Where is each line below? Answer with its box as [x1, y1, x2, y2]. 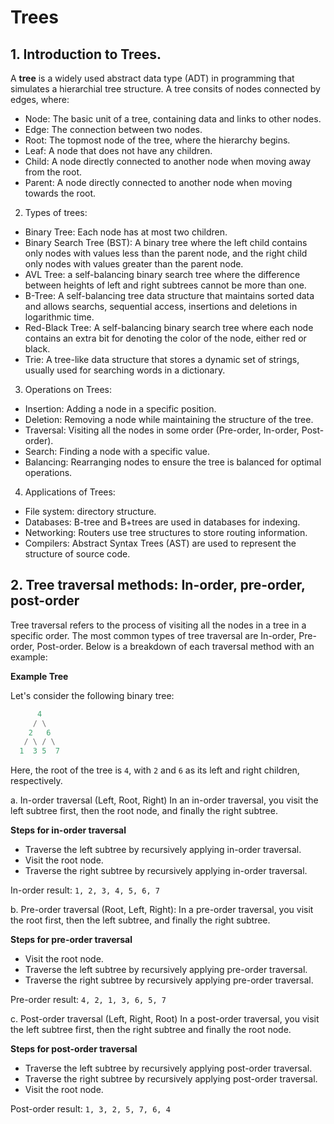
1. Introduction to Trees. [10, 46, 162, 63]
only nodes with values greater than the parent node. [24, 258, 244, 270]
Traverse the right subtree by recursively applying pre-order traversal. [24, 974, 314, 986]
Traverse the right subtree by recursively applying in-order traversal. [24, 865, 308, 877]
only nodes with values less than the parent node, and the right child [24, 247, 308, 259]
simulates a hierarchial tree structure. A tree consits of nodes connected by [10, 83, 321, 95]
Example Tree [10, 670, 69, 682]
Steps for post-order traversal [10, 1043, 138, 1055]
